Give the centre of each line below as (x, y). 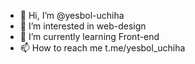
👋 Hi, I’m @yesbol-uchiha (72, 15)
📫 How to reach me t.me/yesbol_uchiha (102, 48)
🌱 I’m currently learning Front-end (89, 36)
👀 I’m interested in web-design (83, 26)
